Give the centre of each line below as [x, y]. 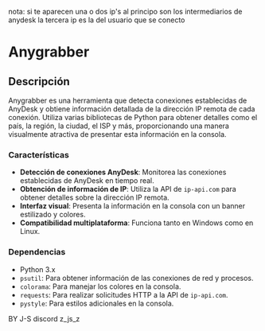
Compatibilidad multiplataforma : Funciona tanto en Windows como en [136, 223]
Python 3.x [37, 269]
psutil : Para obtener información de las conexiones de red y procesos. [136, 278]
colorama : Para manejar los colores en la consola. [100, 286]
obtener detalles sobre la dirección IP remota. [94, 197]
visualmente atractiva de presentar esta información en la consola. [117, 134]
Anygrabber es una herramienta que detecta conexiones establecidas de [128, 100]
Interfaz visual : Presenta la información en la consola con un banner [132, 206]
